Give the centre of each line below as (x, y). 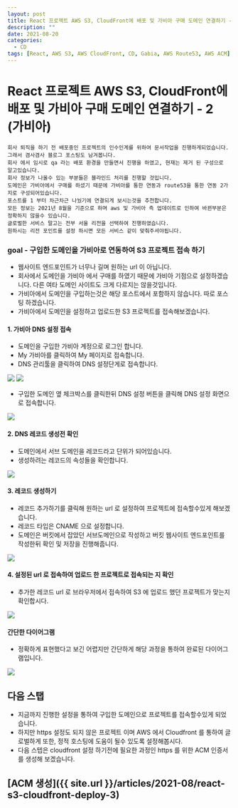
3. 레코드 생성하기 (32, 491)
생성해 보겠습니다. (50, 759)
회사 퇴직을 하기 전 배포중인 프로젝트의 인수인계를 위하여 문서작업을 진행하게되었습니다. (118, 147)
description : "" (31, 27)
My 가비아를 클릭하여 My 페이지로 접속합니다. (81, 355)
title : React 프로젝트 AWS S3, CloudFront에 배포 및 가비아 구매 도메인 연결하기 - (120, 21)
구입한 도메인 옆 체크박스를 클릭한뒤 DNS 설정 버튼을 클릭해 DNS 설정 (114, 394)
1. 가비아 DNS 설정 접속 (39, 329)
